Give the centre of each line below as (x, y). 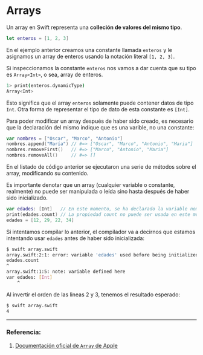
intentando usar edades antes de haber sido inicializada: (76, 238)
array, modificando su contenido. (47, 174)
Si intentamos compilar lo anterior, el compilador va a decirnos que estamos (101, 232)
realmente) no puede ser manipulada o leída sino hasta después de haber (98, 192)
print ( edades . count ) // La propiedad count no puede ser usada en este (98, 214)
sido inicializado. (27, 198)
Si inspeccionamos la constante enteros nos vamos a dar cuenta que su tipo (101, 68)
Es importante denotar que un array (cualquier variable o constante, (91, 185)
